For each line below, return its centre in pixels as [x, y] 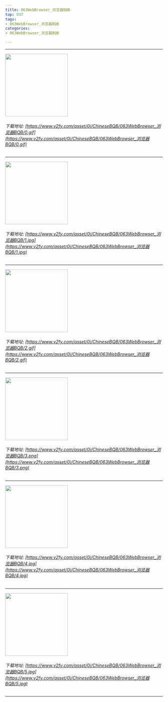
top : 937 [14, 15]
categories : [17, 29]
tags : [11, 19]
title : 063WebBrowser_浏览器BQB [38, 10]
